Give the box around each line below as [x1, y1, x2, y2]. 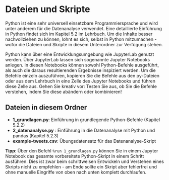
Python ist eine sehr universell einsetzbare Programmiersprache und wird [5, 20, 158, 26]
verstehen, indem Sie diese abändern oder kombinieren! [5, 88, 122, 95]
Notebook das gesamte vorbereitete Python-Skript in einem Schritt [5, 153, 144, 159]
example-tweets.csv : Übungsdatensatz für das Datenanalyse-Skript [12, 138, 156, 144]
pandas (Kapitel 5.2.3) [12, 132, 59, 139]
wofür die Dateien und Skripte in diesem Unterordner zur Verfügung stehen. [5, 41, 163, 47]
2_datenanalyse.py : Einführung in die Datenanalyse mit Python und [12, 127, 155, 133]
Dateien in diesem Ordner [5, 103, 87, 112]
